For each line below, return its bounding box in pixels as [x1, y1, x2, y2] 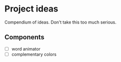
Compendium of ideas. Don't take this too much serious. [4, 19, 117, 25]
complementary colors [11, 51, 56, 57]
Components [4, 33, 44, 41]
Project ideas [4, 3, 58, 14]
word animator [11, 46, 40, 51]
